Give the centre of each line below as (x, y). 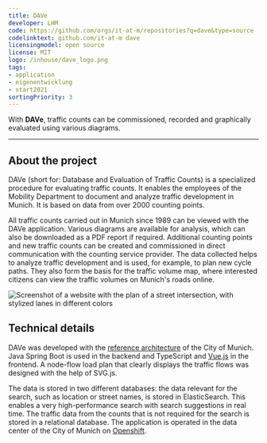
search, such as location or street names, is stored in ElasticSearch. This (127, 396)
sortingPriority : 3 (41, 97)
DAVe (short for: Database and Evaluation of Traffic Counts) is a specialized (132, 180)
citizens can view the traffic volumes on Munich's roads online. (111, 280)
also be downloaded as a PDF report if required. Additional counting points (130, 237)
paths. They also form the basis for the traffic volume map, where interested (133, 271)
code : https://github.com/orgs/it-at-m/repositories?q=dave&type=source (131, 30)
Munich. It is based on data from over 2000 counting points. (106, 205)
